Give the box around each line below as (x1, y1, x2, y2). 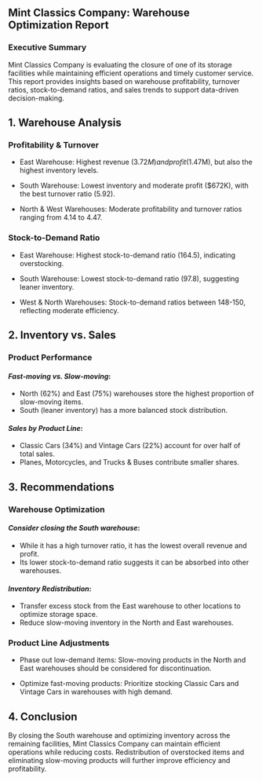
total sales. (19, 449, 55, 458)
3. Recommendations (8, 480, 115, 494)
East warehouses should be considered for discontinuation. (19, 663, 212, 673)
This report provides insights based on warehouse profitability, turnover (8, 76, 241, 86)
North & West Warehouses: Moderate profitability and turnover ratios (19, 204, 242, 214)
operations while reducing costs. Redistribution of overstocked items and (8, 747, 245, 757)
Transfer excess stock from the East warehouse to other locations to (19, 601, 241, 611)
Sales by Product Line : (8, 423, 84, 432)
